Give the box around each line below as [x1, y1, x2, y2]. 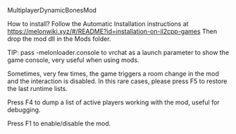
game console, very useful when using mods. [7, 56, 139, 64]
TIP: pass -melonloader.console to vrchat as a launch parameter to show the [7, 49, 230, 56]
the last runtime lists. [7, 85, 68, 92]
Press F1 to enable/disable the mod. [7, 119, 111, 128]
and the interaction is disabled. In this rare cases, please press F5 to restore [7, 77, 228, 85]
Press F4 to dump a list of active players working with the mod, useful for [7, 98, 220, 106]
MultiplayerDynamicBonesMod [7, 6, 97, 14]
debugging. [7, 106, 41, 114]
